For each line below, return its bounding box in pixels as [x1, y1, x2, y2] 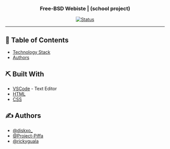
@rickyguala [12, 138, 39, 144]
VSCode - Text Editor [12, 86, 57, 92]
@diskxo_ [12, 127, 33, 133]
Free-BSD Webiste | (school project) [39, 5, 131, 12]
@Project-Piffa [12, 132, 44, 138]
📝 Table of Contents [5, 36, 69, 44]
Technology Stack [12, 49, 51, 55]
